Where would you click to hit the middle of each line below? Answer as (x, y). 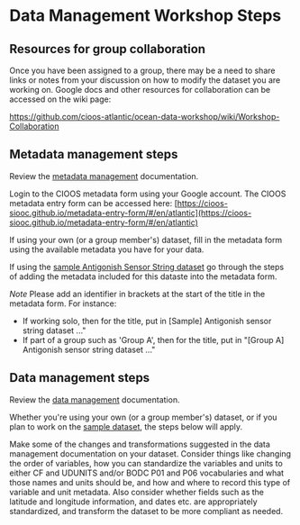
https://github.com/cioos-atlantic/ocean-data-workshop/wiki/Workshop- (145, 117)
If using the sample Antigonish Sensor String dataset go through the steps (147, 267)
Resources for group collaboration (107, 49)
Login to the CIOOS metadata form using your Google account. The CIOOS (148, 194)
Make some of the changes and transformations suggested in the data (140, 444)
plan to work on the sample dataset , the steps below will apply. (126, 426)
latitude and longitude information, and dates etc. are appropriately (134, 502)
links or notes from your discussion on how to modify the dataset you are (145, 80)
